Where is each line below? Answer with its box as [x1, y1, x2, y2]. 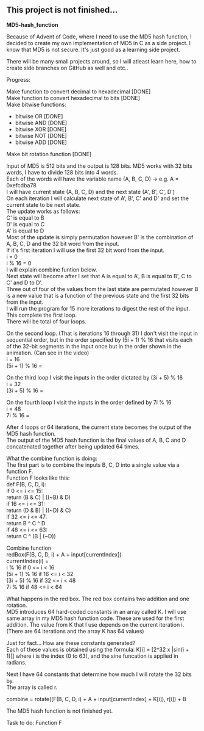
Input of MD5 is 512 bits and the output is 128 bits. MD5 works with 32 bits [6, 162, 193, 170]
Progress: [6, 76, 30, 83]
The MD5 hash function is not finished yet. [6, 707, 113, 715]
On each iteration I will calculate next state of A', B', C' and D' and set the [6, 195, 189, 202]
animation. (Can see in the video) [6, 349, 90, 356]
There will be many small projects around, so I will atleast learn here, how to [6, 57, 197, 65]
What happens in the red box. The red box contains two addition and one [6, 595, 190, 602]
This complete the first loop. [6, 311, 77, 319]
